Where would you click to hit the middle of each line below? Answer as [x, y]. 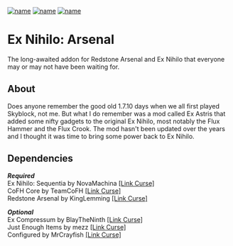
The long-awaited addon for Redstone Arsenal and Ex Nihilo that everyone [116, 59]
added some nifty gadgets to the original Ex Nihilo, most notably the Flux [114, 121]
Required [21, 175]
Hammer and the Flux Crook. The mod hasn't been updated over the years [116, 128]
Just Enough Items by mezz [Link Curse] [67, 227]
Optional [21, 212]
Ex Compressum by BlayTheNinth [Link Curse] [75, 219]
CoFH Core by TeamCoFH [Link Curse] [64, 191]
